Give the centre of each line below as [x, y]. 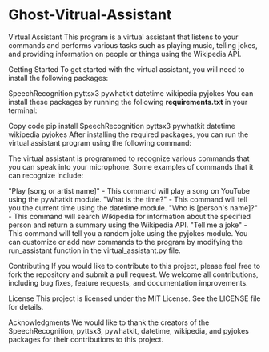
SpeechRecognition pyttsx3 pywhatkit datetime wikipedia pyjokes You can [131, 93]
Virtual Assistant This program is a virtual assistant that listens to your [123, 37]
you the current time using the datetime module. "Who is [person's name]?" [133, 208]
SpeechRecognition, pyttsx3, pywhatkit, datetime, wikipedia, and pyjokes [129, 330]
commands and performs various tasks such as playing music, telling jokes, [133, 45]
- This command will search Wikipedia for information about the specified [129, 216]
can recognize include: [46, 175]
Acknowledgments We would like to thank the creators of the [109, 322]
